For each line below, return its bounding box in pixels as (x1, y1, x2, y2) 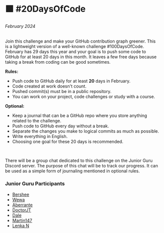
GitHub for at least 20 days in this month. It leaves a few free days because (5, 54, 157, 60)
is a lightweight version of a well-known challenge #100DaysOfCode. (5, 44, 144, 49)
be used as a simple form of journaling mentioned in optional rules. (5, 168, 140, 174)
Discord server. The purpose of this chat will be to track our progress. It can (5, 163, 158, 169)
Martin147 (12, 217, 33, 223)
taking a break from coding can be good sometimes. (5, 59, 111, 65)
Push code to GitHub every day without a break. (12, 123, 109, 129)
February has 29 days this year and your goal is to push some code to (5, 49, 146, 55)
